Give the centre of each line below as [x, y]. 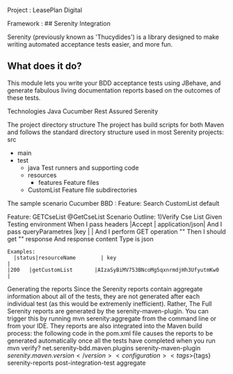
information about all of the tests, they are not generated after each [104, 296]
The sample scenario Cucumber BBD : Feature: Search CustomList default [113, 203]
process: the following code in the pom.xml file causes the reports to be [110, 333]
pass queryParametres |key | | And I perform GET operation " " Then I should [116, 231]
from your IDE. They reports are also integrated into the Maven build [105, 325]
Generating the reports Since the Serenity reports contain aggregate [105, 288]
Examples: [22, 252]
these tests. [24, 97]
